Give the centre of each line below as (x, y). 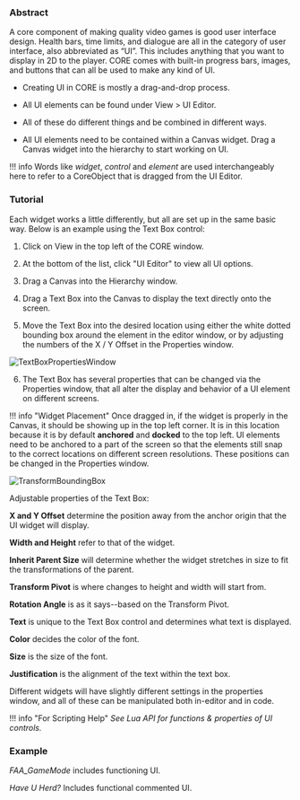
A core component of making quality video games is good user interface (143, 32)
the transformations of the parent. (72, 569)
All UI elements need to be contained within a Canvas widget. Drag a (149, 140)
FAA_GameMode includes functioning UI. (85, 770)
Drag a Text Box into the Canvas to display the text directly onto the (146, 298)
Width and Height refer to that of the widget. (92, 542)
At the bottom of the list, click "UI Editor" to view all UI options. (137, 263)
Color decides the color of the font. (75, 638)
